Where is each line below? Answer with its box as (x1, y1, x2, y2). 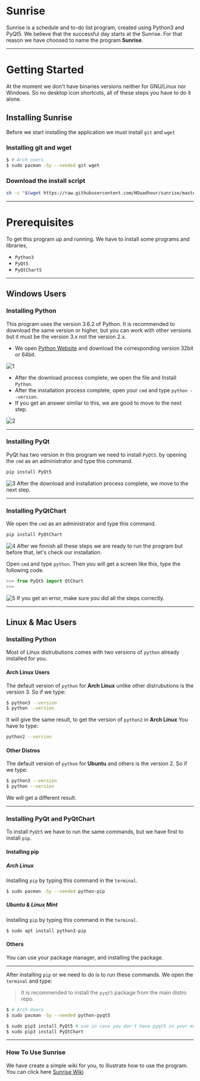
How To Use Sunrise (6, 1048, 66, 1057)
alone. (6, 95, 22, 102)
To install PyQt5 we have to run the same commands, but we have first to (6, 828, 184, 835)
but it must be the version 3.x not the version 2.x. (6, 333, 127, 340)
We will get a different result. (6, 794, 77, 802)
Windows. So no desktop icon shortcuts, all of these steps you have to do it (6, 89, 192, 96)
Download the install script (6, 176, 86, 185)
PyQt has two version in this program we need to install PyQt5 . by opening (6, 451, 187, 458)
